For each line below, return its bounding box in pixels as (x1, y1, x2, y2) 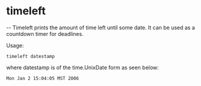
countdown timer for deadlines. (6, 30, 84, 37)
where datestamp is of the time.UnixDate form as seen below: (6, 64, 159, 71)
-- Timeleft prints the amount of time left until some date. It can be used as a (6, 24, 195, 31)
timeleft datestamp (6, 53, 55, 59)
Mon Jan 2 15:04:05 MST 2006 (6, 75, 79, 81)
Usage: (6, 42, 24, 49)
